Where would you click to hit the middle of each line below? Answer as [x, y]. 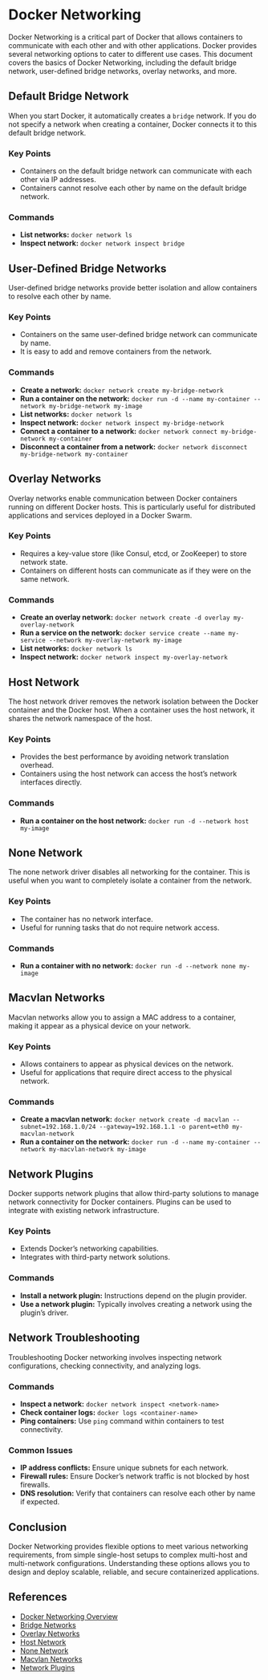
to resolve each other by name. [60, 296]
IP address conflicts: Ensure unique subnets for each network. [124, 1468]
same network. [45, 578]
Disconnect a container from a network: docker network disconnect [134, 446]
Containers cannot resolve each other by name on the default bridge [133, 188]
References [38, 1597]
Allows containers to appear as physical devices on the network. [127, 1064]
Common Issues [41, 1450]
